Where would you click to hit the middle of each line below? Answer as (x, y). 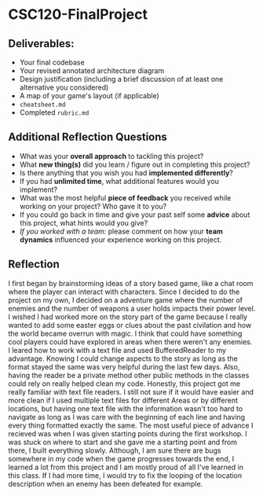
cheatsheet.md (42, 105)
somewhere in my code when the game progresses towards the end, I (121, 458)
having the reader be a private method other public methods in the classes (129, 375)
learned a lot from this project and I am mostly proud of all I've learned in (126, 467)
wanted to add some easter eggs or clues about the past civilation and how (130, 325)
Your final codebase (52, 62)
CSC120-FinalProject (78, 15)
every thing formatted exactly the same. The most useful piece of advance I (131, 425)
